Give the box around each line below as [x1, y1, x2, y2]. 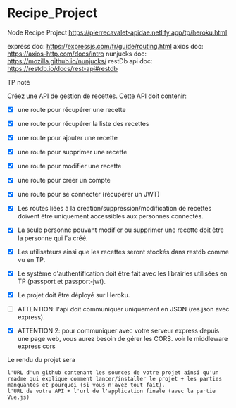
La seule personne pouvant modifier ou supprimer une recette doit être [17, 225, 224, 234]
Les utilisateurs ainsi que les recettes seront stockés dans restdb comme [17, 247, 229, 256]
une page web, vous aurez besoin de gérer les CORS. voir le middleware [17, 334, 228, 342]
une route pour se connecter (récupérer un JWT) [17, 190, 160, 199]
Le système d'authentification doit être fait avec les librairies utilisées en [17, 269, 228, 278]
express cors [17, 342, 56, 350]
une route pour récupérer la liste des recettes [17, 120, 149, 128]
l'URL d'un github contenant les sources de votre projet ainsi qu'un [7, 369, 219, 376]
